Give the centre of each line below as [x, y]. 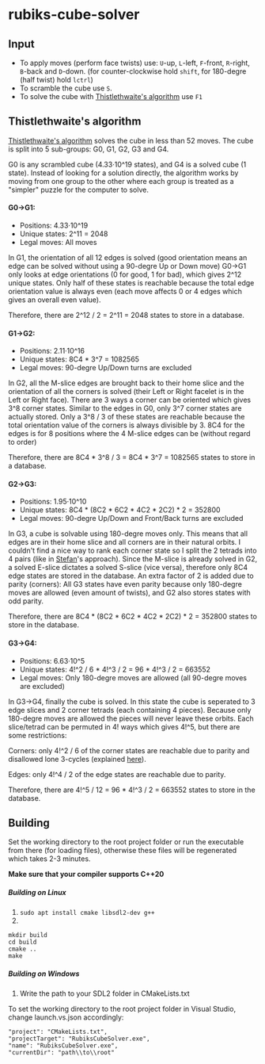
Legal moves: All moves [58, 243]
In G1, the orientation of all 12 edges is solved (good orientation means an [128, 258]
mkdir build [28, 936]
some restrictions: [38, 735]
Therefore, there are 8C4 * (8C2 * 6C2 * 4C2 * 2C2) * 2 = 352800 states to [132, 617]
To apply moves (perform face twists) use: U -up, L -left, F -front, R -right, [135, 63]
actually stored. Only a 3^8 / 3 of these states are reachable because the [127, 417]
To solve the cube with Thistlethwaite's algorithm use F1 [111, 96]
